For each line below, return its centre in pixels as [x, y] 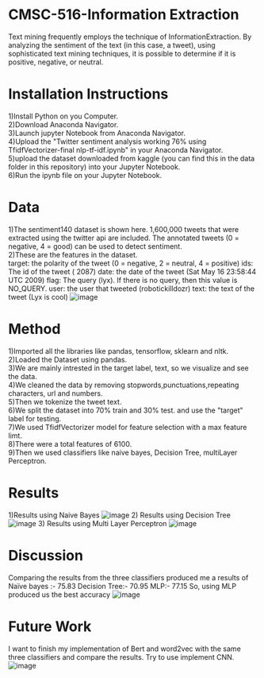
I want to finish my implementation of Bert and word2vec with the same [125, 649]
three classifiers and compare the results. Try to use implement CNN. [121, 657]
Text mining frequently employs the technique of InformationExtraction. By [130, 37]
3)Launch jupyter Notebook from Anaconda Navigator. [97, 133]
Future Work [50, 626]
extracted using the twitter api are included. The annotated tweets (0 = [124, 238]
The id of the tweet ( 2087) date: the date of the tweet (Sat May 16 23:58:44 [132, 271]
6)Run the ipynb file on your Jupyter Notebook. [85, 175]
